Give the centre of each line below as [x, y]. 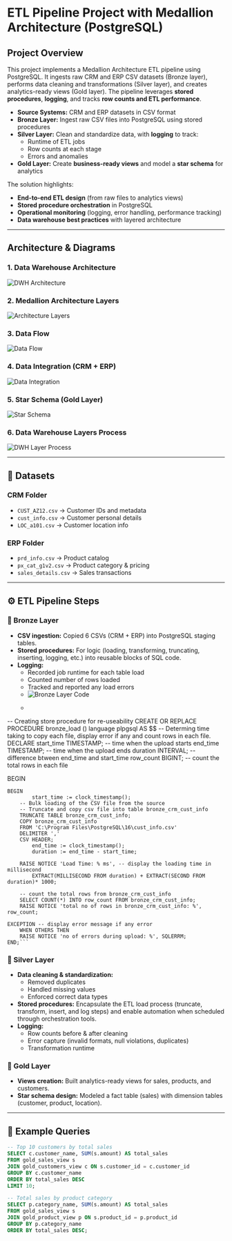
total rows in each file [38, 765]
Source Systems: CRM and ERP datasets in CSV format [96, 112]
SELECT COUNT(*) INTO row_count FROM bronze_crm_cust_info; [108, 900]
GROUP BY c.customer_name [44, 1173]
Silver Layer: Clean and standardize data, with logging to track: [108, 134]
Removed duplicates [57, 982]
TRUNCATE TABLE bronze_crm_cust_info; [75, 815]
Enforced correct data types [68, 997]
